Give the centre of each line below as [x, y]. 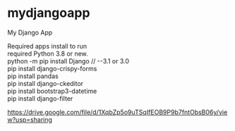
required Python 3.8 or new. [48, 54]
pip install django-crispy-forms [52, 68]
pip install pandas [33, 76]
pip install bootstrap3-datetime [52, 91]
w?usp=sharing [30, 119]
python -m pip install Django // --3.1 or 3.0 [68, 61]
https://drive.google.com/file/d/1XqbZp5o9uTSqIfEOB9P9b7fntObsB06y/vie [117, 112]
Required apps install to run [47, 46]
